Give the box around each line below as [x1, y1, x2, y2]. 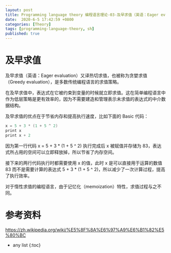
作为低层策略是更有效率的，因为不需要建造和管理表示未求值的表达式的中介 [5, 96, 161, 102]
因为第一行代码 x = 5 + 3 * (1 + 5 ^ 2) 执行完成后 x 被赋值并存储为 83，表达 [5, 143, 162, 149]
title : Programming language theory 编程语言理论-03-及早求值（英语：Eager [5, 12, 159, 17]
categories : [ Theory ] [5, 21, 51, 27]
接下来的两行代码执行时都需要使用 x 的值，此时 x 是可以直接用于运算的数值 [5, 160, 163, 166]
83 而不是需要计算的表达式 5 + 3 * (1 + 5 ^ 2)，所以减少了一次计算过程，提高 [5, 166, 165, 172]
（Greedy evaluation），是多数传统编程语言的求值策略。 [5, 78, 122, 85]
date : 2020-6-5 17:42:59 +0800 [5, 17, 74, 22]
